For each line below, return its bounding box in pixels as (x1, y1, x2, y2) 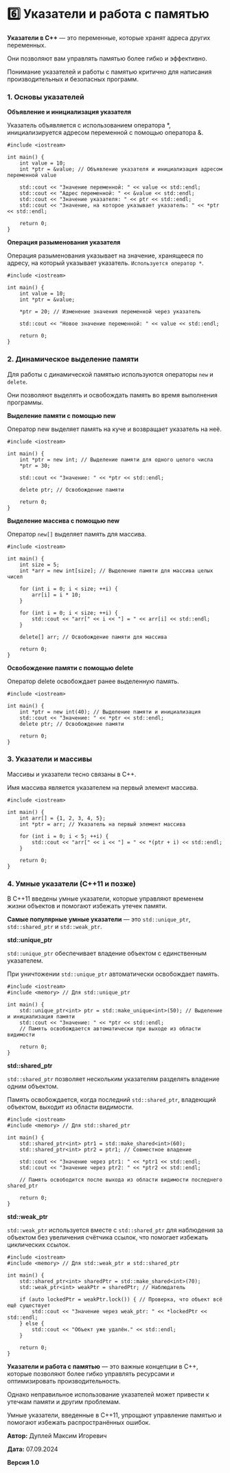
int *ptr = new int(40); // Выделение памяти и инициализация (19, 708, 201, 715)
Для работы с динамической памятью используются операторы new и (7, 370, 214, 378)
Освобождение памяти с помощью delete (7, 663, 134, 672)
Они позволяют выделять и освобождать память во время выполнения (7, 390, 218, 399)
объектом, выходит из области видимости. (7, 1103, 134, 1111)
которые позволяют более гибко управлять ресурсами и (7, 1370, 175, 1378)
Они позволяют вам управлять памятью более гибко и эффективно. (7, 54, 207, 63)
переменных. (7, 41, 47, 49)
